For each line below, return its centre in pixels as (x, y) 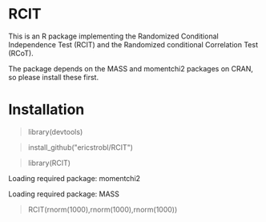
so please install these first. (53, 77)
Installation (46, 110)
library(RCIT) (49, 163)
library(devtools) (55, 131)
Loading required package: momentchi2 (75, 178)
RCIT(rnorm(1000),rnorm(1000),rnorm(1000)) (103, 209)
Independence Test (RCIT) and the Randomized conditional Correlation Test (133, 44)
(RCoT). (21, 53)
